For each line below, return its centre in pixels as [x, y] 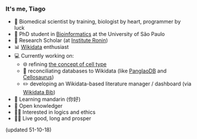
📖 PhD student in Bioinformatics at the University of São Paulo [89, 34]
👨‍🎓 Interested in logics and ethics [55, 112]
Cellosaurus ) [38, 77]
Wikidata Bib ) [39, 92]
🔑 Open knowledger [38, 106]
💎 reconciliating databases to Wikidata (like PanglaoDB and [95, 71]
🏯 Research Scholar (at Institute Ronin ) [61, 41]
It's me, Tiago [26, 9]
